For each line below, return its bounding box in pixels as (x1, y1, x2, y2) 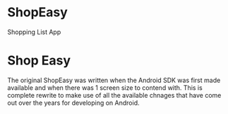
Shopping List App (7, 28, 61, 36)
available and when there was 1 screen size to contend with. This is (7, 83, 203, 92)
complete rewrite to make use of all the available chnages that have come (7, 91, 222, 99)
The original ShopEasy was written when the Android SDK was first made (7, 76, 221, 84)
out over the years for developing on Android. (7, 98, 140, 107)
